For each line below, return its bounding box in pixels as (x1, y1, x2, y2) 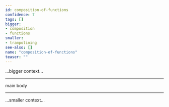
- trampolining (5, 40, 37, 45)
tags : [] (5, 17, 24, 22)
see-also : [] (5, 45, 33, 50)
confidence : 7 (5, 12, 35, 17)
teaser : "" (5, 54, 28, 60)
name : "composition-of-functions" (5, 49, 78, 55)
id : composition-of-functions (5, 7, 69, 13)
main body (5, 83, 28, 89)
